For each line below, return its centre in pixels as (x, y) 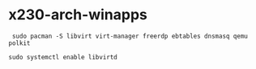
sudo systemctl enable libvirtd (63, 57)
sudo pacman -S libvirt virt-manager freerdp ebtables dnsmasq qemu (130, 36)
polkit (19, 43)
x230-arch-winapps (78, 15)
